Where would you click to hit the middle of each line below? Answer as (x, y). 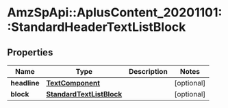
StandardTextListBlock (84, 94)
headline (25, 83)
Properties (30, 52)
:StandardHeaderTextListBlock (97, 27)
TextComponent (73, 83)
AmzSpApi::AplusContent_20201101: (115, 13)
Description (148, 71)
